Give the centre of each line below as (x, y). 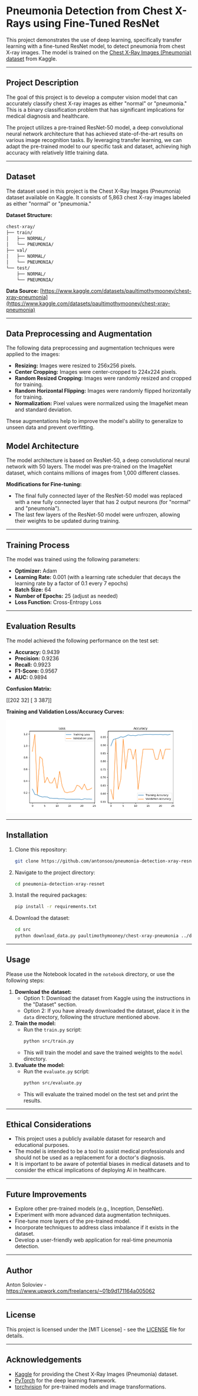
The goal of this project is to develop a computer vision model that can (92, 97)
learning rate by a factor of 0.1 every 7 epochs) (71, 583)
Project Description (42, 83)
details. (15, 1336)
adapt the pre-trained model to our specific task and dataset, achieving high (99, 146)
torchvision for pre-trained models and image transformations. (90, 1387)
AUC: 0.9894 (31, 677)
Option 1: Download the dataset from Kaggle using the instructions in (107, 998)
